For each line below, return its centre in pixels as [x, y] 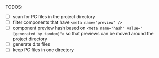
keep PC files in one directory [43, 50]
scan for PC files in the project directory [54, 17]
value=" [135, 29]
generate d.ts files [31, 44]
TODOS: [14, 7]
